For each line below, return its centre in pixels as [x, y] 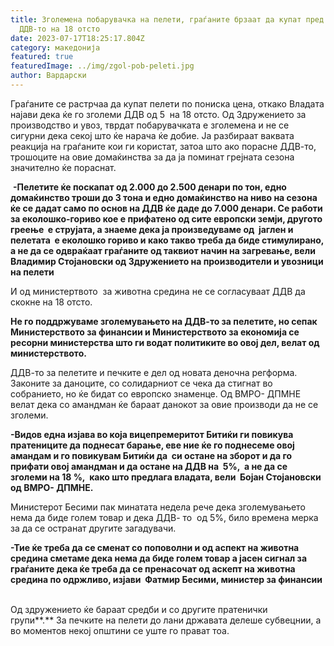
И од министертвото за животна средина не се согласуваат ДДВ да [158, 291]
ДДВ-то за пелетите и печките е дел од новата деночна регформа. [154, 372]
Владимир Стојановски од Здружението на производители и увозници [167, 261]
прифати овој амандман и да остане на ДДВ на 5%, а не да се [149, 466]
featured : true [42, 57]
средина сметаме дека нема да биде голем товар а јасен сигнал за [159, 558]
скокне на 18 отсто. [51, 302]
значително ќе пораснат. [63, 167]
